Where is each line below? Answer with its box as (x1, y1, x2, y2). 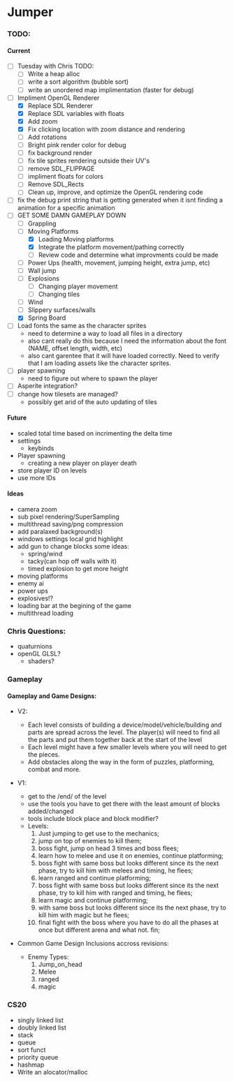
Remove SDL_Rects (27, 180, 85, 188)
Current (7, 46, 31, 54)
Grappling (27, 219, 57, 228)
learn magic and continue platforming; (38, 896, 149, 905)
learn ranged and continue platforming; (38, 874, 152, 882)
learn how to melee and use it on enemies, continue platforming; (38, 852, 224, 860)
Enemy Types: (27, 953, 69, 961)
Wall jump (27, 266, 57, 274)
